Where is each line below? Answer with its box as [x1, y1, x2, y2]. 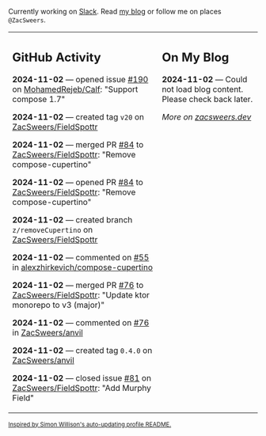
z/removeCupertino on [12, 224, 93, 235]
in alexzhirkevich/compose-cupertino [12, 261, 153, 272]
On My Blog [161, 49, 230, 65]
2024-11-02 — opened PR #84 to [12, 176, 144, 188]
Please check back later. [161, 93, 253, 104]
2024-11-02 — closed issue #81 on [12, 372, 152, 383]
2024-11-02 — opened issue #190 [12, 74, 149, 85]
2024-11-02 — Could [161, 74, 248, 85]
